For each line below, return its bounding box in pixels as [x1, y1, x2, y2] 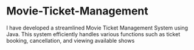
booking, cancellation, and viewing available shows [6, 37, 135, 44]
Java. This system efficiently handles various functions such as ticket [6, 30, 181, 37]
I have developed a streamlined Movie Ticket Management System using [6, 24, 189, 31]
